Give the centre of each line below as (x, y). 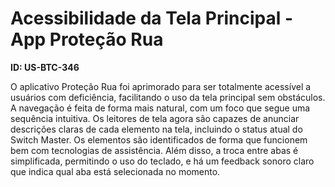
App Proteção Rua (87, 39)
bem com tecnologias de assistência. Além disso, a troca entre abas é (154, 150)
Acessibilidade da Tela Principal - (152, 18)
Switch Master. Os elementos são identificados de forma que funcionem (159, 139)
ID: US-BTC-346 (45, 67)
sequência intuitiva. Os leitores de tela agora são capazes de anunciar (155, 118)
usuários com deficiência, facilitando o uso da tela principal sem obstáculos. (168, 97)
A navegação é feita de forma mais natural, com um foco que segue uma (160, 108)
